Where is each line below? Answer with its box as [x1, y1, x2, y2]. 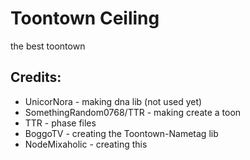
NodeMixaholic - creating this [24, 138, 148, 150]
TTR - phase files [24, 117, 97, 129]
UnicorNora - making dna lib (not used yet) [24, 95, 203, 107]
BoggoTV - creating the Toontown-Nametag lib [24, 127, 219, 139]
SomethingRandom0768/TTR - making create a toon [24, 106, 242, 118]
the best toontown [10, 40, 86, 52]
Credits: [10, 69, 62, 86]
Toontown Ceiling [10, 7, 160, 30]
